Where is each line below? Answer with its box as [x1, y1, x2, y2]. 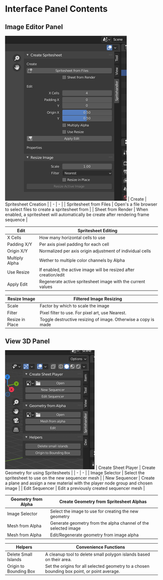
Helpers [16, 544, 33, 550]
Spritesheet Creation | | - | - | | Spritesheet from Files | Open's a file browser [5, 201, 158, 207]
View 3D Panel [5, 337, 50, 345]
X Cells [7, 234, 21, 241]
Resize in [7, 316, 25, 322]
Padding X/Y [7, 242, 33, 247]
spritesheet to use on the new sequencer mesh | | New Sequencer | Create [5, 475, 155, 481]
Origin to [7, 563, 25, 569]
